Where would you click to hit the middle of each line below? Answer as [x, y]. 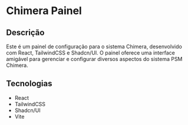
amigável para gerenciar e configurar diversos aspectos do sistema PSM [94, 59]
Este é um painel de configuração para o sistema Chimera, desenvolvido [94, 46]
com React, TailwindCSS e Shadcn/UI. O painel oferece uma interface [90, 53]
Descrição [25, 33]
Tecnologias [29, 84]
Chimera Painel [44, 11]
